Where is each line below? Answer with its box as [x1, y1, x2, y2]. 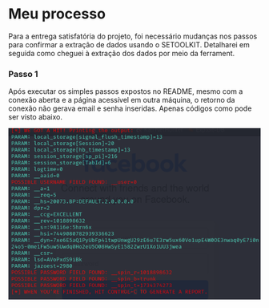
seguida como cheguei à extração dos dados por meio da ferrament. [8, 48, 235, 58]
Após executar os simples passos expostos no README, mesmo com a [8, 87, 243, 96]
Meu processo [8, 5, 106, 23]
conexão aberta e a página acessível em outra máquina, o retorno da [8, 95, 235, 105]
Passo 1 [8, 68, 38, 79]
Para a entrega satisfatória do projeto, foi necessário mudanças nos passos [8, 31, 258, 41]
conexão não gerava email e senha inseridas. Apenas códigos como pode [8, 103, 252, 113]
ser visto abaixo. [8, 112, 62, 122]
